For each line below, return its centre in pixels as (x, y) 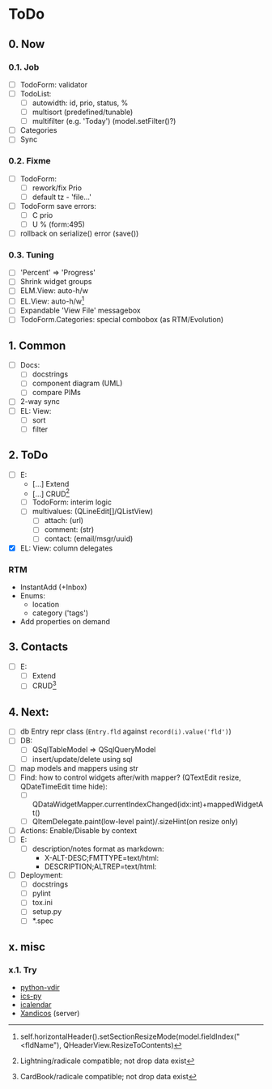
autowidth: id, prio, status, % (80, 103)
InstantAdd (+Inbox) (53, 587)
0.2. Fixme (30, 161)
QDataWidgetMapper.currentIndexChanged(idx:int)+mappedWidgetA (148, 804)
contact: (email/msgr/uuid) (89, 538)
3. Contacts (38, 647)
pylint (41, 893)
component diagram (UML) (77, 383)
